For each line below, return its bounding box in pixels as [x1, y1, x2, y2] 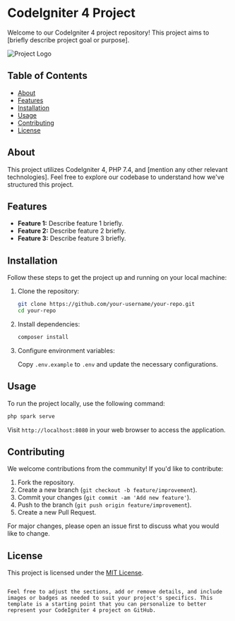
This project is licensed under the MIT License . [7, 569, 144, 577]
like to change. [7, 529, 51, 538]
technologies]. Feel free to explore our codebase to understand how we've [7, 173, 224, 181]
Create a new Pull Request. [17, 508, 97, 517]
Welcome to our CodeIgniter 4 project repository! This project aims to [7, 28, 210, 37]
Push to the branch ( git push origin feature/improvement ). [17, 500, 192, 509]
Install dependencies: [17, 319, 80, 328]
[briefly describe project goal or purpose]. [7, 35, 130, 44]
